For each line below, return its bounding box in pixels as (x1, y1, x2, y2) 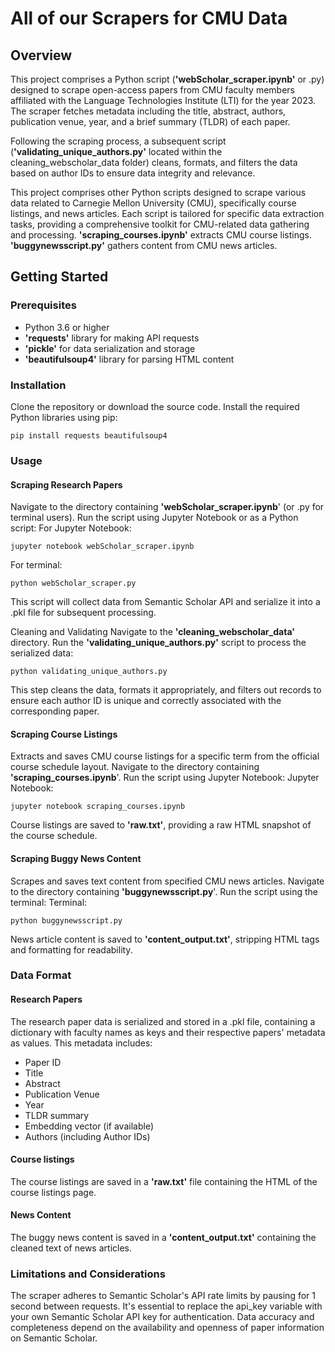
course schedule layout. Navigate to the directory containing (10, 761, 260, 773)
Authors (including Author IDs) (24, 1130, 151, 1142)
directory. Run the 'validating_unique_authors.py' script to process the (10, 637, 307, 649)
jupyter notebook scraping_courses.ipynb (10, 802, 186, 812)
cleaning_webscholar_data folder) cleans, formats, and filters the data (10, 157, 298, 168)
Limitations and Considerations (10, 1267, 166, 1281)
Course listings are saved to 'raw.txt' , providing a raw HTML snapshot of (10, 819, 312, 831)
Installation (10, 378, 67, 392)
